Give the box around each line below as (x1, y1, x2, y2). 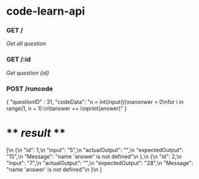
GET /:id (6, 55, 31, 64)
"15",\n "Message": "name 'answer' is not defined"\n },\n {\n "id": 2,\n (6, 153, 182, 160)
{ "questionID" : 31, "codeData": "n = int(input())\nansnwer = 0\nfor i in (6, 98, 184, 106)
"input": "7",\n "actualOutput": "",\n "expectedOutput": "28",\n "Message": (6, 159, 194, 167)
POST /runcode (6, 84, 53, 93)
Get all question (6, 40, 46, 47)
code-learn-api (6, 4, 85, 18)
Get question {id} (6, 69, 49, 76)
